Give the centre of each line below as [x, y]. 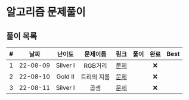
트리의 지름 [95, 77]
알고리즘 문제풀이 [46, 12]
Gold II [65, 76]
